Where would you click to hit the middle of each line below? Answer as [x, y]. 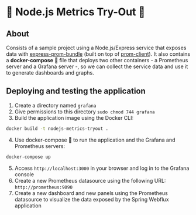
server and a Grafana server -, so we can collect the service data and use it [97, 66]
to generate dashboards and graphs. [50, 73]
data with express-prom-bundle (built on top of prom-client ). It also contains [98, 54]
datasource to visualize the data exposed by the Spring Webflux [92, 199]
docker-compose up [28, 157]
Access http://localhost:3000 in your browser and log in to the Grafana [102, 168]
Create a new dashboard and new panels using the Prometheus [91, 193]
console [24, 174]
